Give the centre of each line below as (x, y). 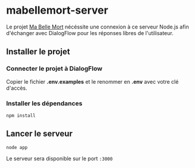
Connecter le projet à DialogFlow (54, 69)
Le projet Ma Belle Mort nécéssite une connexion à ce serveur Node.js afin (97, 27)
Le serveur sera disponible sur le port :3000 (59, 159)
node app (17, 147)
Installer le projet (38, 52)
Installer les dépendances (44, 103)
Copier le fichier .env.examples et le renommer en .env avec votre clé (92, 81)
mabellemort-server (57, 10)
